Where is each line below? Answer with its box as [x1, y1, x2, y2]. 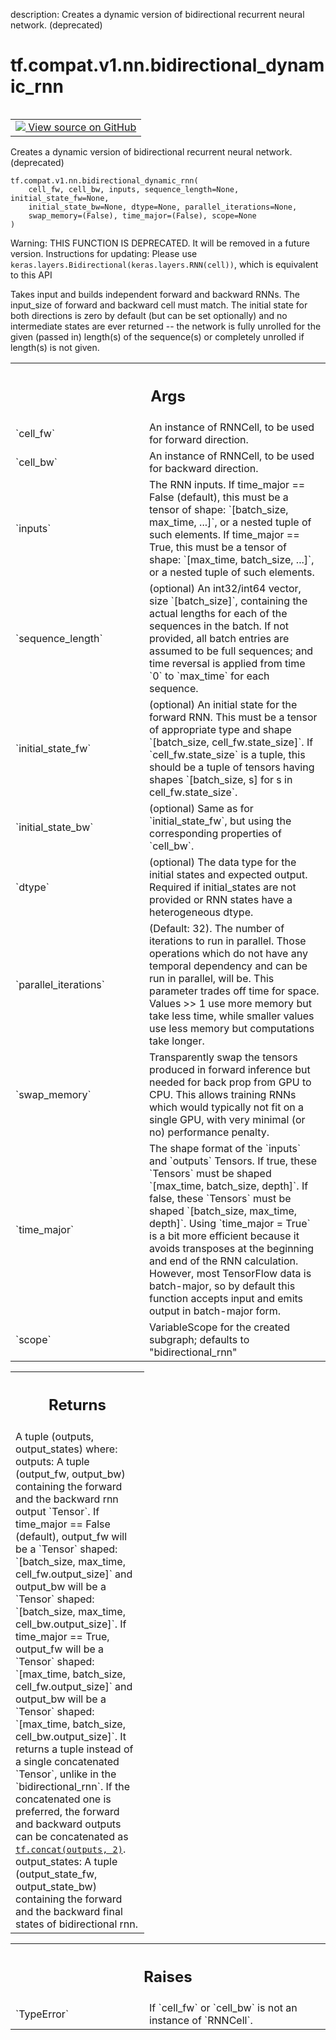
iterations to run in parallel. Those [149, 934, 307, 948]
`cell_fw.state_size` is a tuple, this [149, 748, 306, 762]
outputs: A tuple [15, 1454, 90, 1468]
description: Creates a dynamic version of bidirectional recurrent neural [10, 9, 305, 20]
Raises [143, 1967, 193, 1986]
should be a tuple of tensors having [149, 760, 315, 774]
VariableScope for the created [149, 1320, 290, 1334]
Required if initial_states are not [149, 880, 297, 894]
